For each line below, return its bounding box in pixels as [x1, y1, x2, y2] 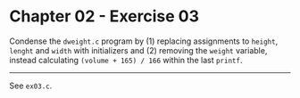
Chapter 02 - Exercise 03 [9, 6, 199, 27]
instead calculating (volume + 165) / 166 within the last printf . [9, 54, 243, 65]
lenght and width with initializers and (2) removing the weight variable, [9, 45, 268, 55]
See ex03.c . [9, 80, 53, 91]
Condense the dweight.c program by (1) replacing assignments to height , [9, 36, 279, 46]
